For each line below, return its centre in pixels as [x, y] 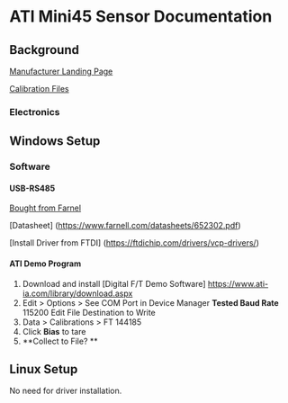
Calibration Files [39, 89]
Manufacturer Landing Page [61, 71]
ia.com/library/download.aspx [77, 293]
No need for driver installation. [66, 391]
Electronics [35, 112]
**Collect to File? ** [60, 341]
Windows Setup [55, 141]
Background [44, 50]
